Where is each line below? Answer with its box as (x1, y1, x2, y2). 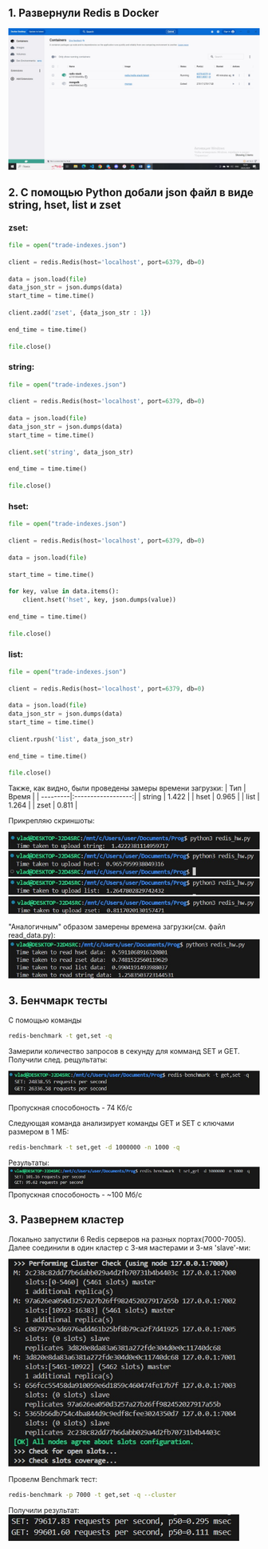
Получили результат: (8, 1505, 80, 1515)
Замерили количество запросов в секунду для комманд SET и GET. (8, 1046, 241, 1055)
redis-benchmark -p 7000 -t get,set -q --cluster (8, 1491, 177, 1499)
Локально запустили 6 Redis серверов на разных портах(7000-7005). (8, 1234, 246, 1243)
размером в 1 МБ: (8, 1127, 69, 1137)
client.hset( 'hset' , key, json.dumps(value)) (22, 596, 177, 604)
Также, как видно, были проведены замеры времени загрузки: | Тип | (8, 783, 246, 793)
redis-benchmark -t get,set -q (8, 1031, 112, 1039)
